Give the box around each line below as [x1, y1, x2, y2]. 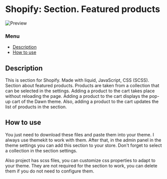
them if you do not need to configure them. [5, 168, 95, 174]
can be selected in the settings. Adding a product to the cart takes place [5, 88, 155, 94]
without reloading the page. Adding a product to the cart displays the [5, 93, 148, 99]
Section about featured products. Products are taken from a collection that [5, 83, 159, 89]
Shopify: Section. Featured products [5, 4, 160, 15]
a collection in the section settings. [5, 147, 77, 153]
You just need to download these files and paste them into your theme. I [5, 131, 154, 137]
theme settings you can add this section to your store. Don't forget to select [5, 142, 162, 148]
